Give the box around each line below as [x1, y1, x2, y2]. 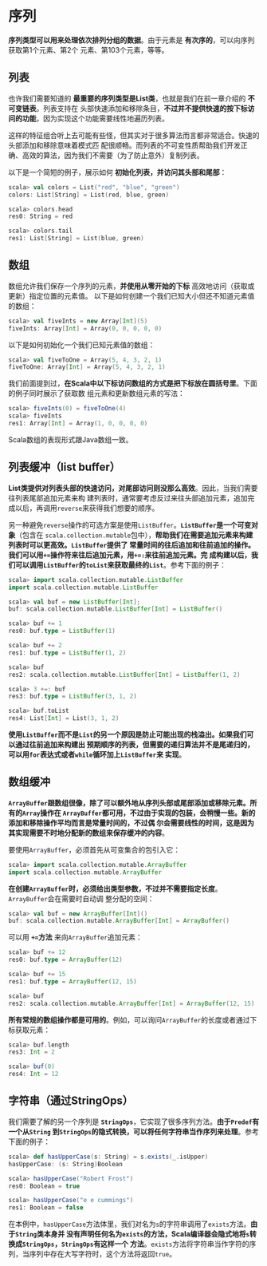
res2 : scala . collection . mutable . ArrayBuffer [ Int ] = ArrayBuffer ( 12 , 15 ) [8, 999, 255, 1007]
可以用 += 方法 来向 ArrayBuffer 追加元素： [8, 932, 143, 942]
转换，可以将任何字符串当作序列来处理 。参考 [112, 1126, 259, 1136]
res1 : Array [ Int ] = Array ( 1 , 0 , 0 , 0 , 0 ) [8, 420, 148, 428]
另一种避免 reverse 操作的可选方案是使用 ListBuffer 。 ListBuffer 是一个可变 [8, 520, 252, 529]
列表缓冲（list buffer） [8, 461, 121, 474]
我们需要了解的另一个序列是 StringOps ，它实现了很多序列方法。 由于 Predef [8, 1117, 253, 1126]
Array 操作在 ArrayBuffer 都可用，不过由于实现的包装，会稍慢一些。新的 [22, 808, 256, 817]
